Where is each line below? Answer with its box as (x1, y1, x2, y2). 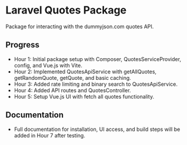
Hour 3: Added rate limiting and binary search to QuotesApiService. (14, 80, 178, 87)
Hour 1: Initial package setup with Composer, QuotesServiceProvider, (14, 55, 182, 62)
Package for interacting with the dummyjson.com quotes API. (5, 23, 154, 30)
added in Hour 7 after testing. (14, 131, 86, 139)
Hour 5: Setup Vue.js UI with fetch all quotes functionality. (14, 93, 154, 100)
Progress (5, 40, 39, 50)
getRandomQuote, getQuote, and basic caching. (14, 74, 132, 81)
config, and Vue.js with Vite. (14, 62, 83, 69)
